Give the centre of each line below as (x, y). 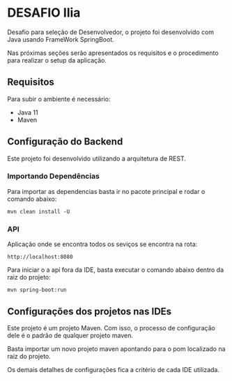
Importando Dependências (53, 177)
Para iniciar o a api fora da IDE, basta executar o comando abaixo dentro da (116, 270)
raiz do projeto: (29, 277)
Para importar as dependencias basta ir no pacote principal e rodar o (106, 191)
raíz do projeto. (29, 356)
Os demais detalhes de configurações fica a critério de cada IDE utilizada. (113, 369)
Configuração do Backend (65, 141)
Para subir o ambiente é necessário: (59, 99)
